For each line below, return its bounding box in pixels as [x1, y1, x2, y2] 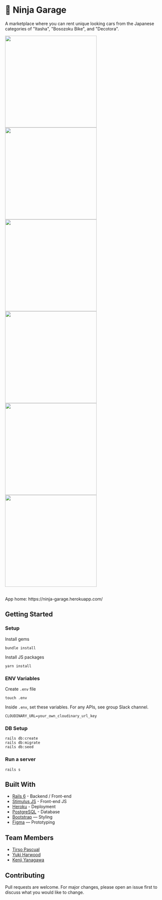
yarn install [5, 663, 32, 668]
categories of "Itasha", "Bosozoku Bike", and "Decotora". [5, 25, 120, 31]
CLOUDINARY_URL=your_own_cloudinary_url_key [5, 713, 97, 718]
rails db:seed [5, 745, 34, 750]
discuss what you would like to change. [5, 889, 84, 895]
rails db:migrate [5, 740, 40, 745]
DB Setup [5, 725, 28, 731]
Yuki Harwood [12, 852, 41, 858]
